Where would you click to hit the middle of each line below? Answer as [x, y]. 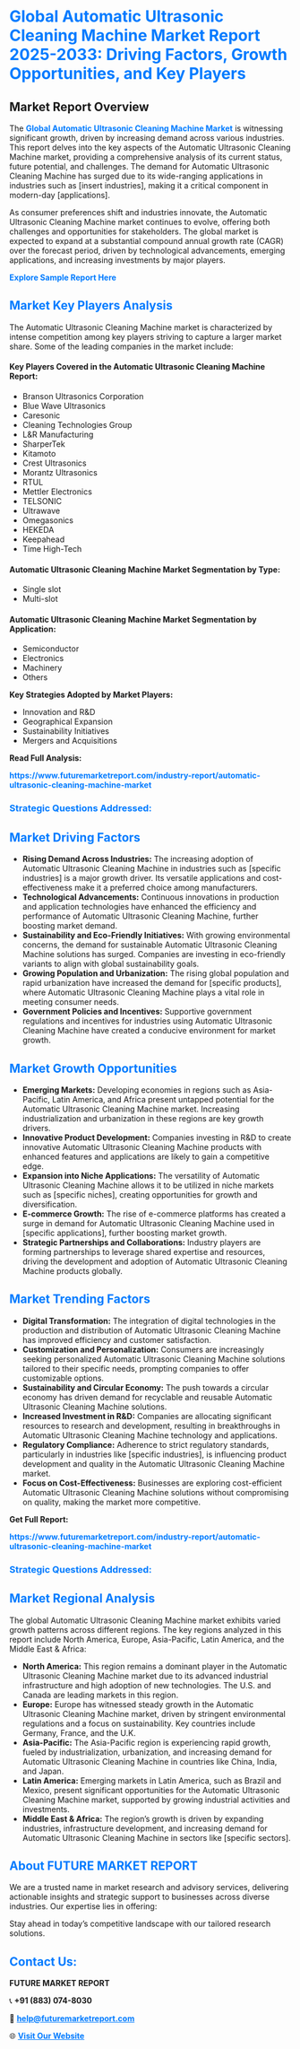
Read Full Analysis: [46, 758]
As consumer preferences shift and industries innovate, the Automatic [138, 212]
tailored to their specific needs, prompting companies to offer [136, 1368]
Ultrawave [41, 511]
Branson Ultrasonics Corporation [83, 397]
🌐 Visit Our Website [47, 2036]
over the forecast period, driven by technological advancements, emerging [147, 250]
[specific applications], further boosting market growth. [124, 1233]
